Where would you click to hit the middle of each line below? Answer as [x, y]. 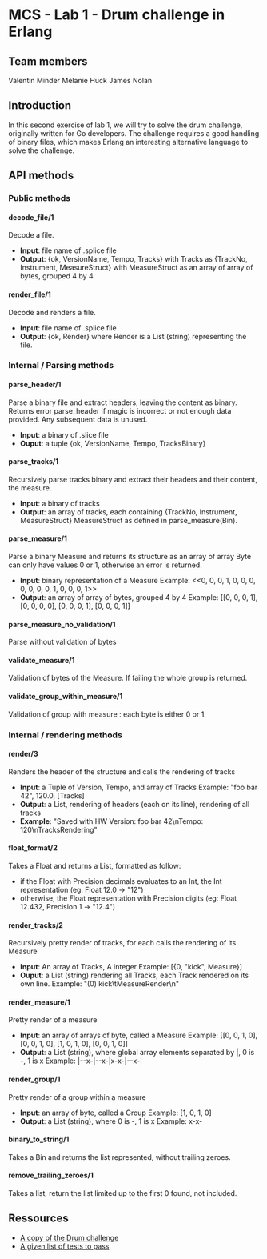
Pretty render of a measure [53, 1020]
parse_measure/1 [38, 538]
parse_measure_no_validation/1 [62, 624]
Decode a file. [31, 235]
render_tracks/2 [36, 925]
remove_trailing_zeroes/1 [51, 1175]
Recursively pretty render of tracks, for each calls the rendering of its [122, 943]
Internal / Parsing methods [61, 366]
